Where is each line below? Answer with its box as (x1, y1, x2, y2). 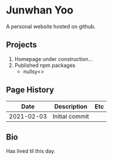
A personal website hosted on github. (6, 23, 96, 30)
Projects (6, 40, 37, 50)
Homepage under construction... (14, 55, 93, 62)
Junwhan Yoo (6, 4, 74, 17)
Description (54, 102, 87, 110)
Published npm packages (14, 62, 76, 69)
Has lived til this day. (6, 148, 56, 155)
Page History (6, 85, 54, 95)
